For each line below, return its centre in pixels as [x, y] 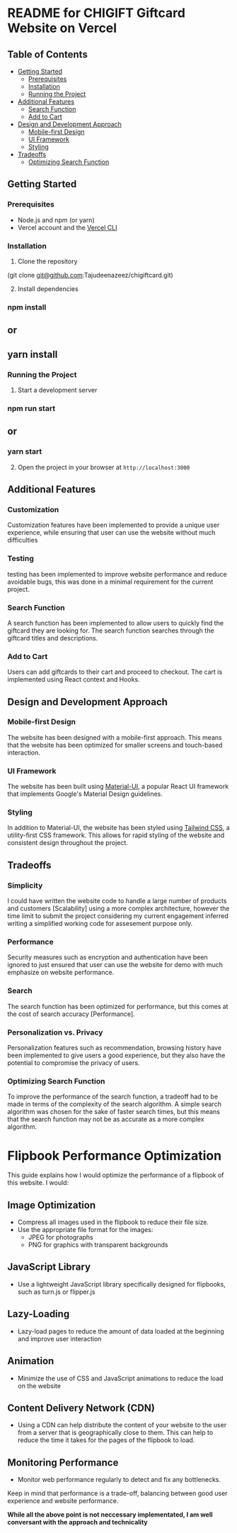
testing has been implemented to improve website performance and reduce [117, 574]
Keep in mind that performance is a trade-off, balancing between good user [117, 1493]
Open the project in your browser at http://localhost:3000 [104, 467]
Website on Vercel [62, 28]
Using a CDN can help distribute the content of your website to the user [122, 1425]
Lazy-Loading [39, 1314]
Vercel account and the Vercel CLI [67, 227]
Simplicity [25, 885]
